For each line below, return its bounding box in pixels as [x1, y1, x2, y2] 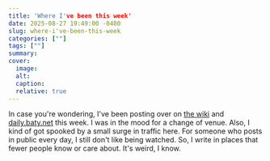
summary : [8, 49, 38, 57]
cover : [8, 57, 31, 66]
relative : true [15, 87, 67, 95]
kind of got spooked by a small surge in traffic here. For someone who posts [8, 126, 263, 136]
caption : [15, 79, 45, 87]
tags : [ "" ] [8, 42, 45, 50]
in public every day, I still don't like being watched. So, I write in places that [8, 135, 259, 145]
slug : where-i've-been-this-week [8, 27, 121, 35]
